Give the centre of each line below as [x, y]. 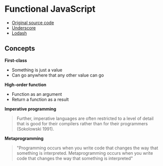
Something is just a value [37, 70]
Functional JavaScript [50, 9]
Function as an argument [37, 94]
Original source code [33, 23]
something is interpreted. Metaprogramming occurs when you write [85, 153]
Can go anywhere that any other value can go [58, 75]
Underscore [24, 28]
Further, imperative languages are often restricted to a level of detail [85, 118]
